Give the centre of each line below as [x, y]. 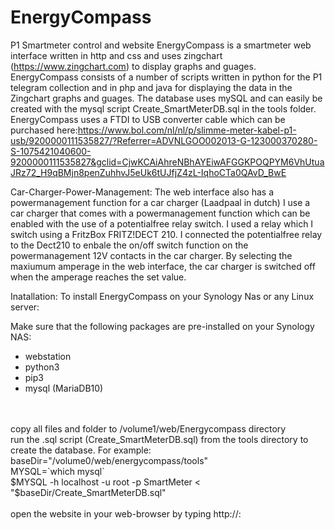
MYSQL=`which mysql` [57, 471]
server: [25, 307]
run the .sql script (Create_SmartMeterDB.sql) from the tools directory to [159, 439]
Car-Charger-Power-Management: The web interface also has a [142, 192]
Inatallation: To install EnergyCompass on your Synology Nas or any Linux [162, 296]
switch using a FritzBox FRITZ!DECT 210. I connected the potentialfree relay [166, 234]
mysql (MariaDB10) [64, 388]
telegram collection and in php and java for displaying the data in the [151, 87]
